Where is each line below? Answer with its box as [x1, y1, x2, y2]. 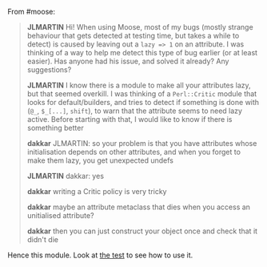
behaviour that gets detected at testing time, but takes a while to [26, 31, 240, 40]
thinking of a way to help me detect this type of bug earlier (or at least [26, 48, 257, 57]
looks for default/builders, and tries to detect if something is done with [26, 98, 260, 107]
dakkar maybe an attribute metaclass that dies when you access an [26, 202, 251, 212]
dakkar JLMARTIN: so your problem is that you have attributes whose [26, 139, 257, 148]
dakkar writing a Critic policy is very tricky [26, 187, 167, 196]
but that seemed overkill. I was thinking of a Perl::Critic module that [26, 89, 257, 99]
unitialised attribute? [26, 211, 94, 220]
